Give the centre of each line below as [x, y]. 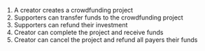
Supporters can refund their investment [71, 25]
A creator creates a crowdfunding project [73, 10]
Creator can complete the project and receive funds [89, 32]
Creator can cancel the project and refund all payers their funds [106, 40]
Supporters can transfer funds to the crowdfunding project [98, 17]
